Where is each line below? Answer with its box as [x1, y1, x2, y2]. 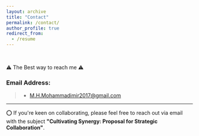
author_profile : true [6, 25, 60, 31]
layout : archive [6, 8, 46, 15]
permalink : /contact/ [6, 20, 60, 25]
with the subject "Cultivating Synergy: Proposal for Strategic [6, 118, 158, 125]
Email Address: [6, 78, 51, 86]
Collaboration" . [6, 124, 45, 131]
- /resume [11, 36, 36, 42]
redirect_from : [6, 31, 44, 37]
